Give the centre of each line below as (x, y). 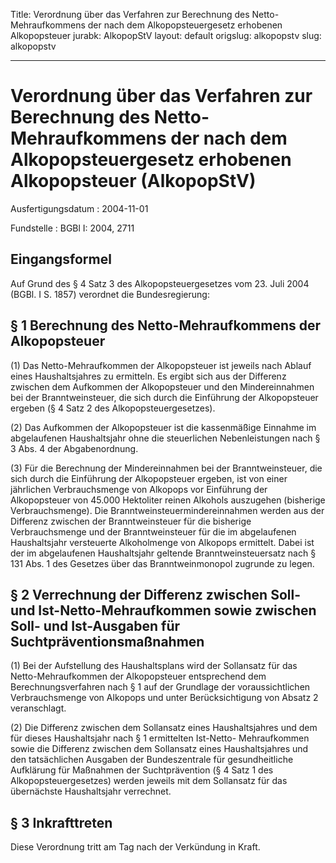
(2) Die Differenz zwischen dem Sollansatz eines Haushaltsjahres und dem (164, 728)
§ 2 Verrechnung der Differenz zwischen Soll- (155, 594)
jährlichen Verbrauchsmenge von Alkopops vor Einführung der (139, 489)
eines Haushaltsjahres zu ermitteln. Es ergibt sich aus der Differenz (148, 376)
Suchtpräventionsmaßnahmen (107, 641)
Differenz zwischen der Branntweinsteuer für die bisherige (131, 521)
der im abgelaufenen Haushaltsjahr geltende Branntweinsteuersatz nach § (163, 553)
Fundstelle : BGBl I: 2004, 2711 (72, 228)
